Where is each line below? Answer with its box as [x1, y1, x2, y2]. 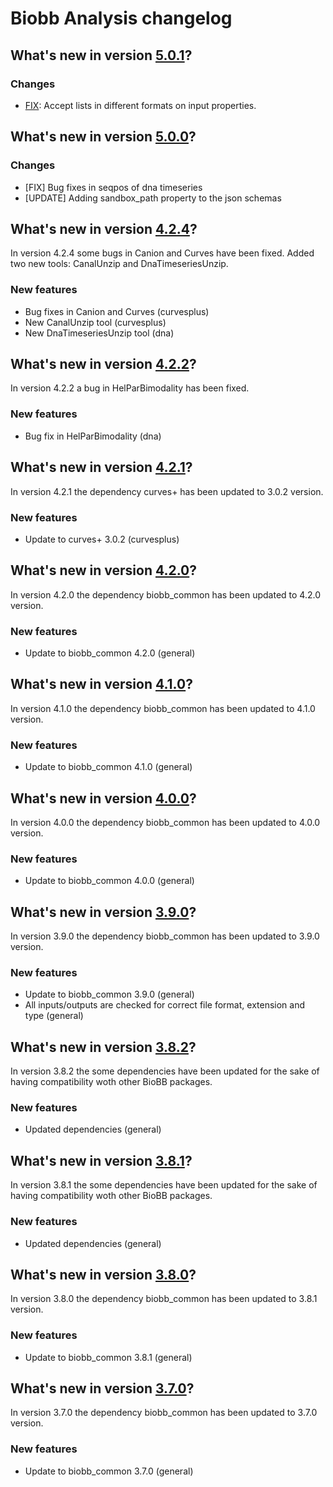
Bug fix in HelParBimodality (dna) [24, 430, 162, 442]
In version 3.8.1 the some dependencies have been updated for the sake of [10, 1179, 318, 1191]
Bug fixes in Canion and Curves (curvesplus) [24, 305, 210, 317]
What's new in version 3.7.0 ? [10, 1380, 195, 1397]
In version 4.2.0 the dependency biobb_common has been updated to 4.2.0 [10, 588, 322, 601]
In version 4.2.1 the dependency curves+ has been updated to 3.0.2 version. [10, 485, 324, 497]
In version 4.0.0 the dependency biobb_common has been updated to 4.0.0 [10, 816, 321, 828]
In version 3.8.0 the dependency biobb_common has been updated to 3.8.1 [10, 1293, 318, 1305]
